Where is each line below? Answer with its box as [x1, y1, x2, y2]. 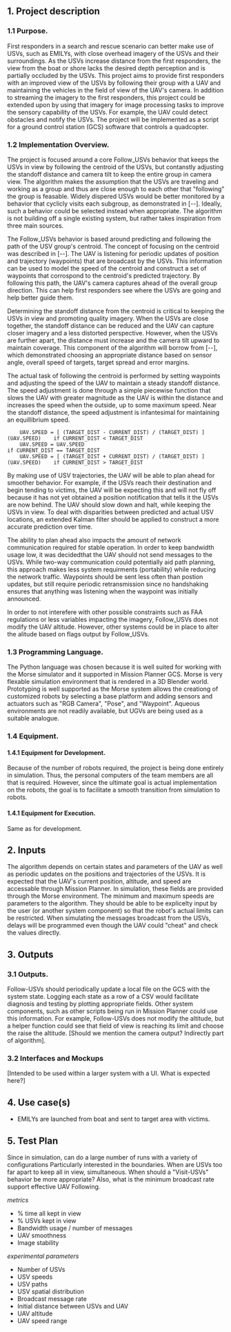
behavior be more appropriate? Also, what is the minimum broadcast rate [7, 1175, 215, 1184]
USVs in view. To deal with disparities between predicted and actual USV [7, 507, 214, 516]
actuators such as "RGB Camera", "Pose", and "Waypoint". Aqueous [7, 700, 200, 708]
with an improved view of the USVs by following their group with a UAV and [7, 79, 221, 87]
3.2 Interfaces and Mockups [7, 1054, 104, 1064]
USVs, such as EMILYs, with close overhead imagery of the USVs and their [7, 49, 219, 57]
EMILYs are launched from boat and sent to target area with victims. [17, 1115, 210, 1124]
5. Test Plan [7, 1135, 59, 1146]
